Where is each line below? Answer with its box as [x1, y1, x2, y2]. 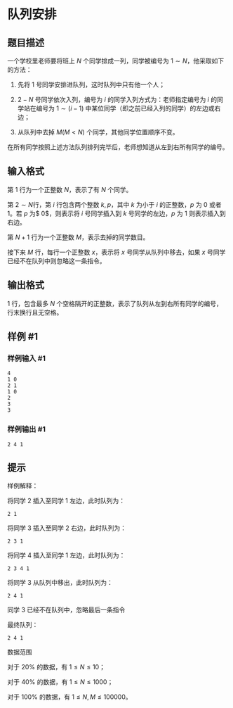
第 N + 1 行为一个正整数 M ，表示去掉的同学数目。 [7, 233, 149, 241]
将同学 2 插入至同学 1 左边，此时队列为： [7, 497, 125, 505]
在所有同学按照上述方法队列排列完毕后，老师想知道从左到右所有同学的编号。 [7, 143, 229, 151]
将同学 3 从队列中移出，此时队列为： [7, 579, 114, 587]
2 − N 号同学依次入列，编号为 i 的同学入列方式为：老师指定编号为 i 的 [17, 96, 218, 103]
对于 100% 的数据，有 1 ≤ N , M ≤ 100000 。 [7, 693, 132, 701]
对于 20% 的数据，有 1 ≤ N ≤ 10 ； [7, 663, 105, 671]
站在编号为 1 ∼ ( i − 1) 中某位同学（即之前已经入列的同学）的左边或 [23, 104, 215, 113]
